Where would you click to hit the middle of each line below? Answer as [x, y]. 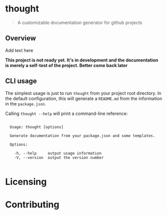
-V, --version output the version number [59, 157]
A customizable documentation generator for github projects [80, 22]
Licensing [26, 182]
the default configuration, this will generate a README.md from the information [84, 98]
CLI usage [21, 81]
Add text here [19, 50]
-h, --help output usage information [58, 153]
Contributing [32, 204]
